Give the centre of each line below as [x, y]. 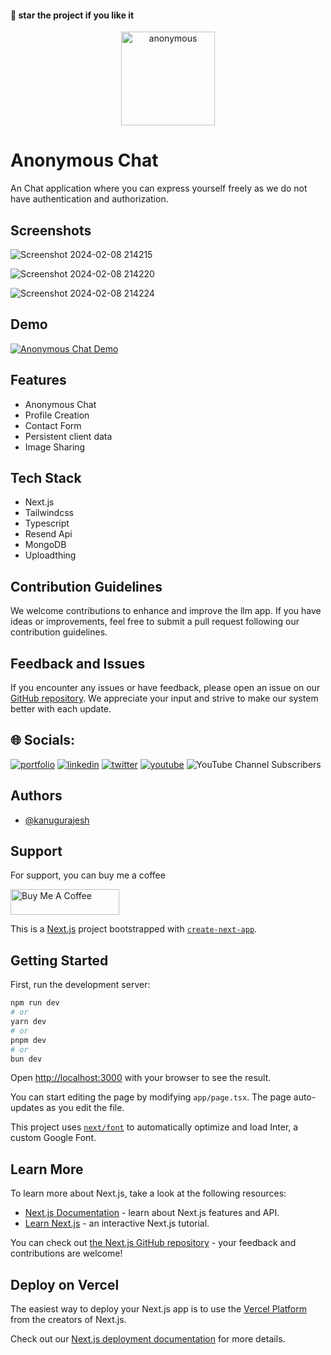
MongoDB [45, 545]
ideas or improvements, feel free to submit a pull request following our [155, 622]
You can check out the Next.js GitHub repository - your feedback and [153, 1243]
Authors [36, 796]
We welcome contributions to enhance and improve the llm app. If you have [166, 611]
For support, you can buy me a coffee [88, 875]
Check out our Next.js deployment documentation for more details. [148, 1339]
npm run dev [35, 1003]
